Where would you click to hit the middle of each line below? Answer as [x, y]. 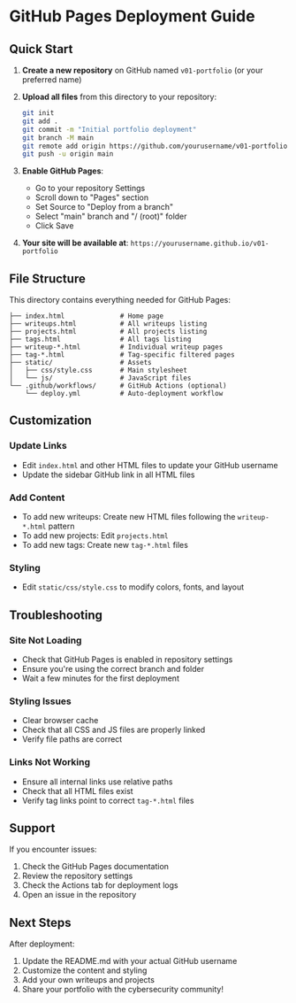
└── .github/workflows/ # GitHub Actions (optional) [118, 386]
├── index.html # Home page [87, 316]
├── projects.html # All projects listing [108, 332]
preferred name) [52, 80]
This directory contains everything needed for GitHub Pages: [120, 300]
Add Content [37, 498]
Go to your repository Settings [90, 189]
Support [32, 828]
